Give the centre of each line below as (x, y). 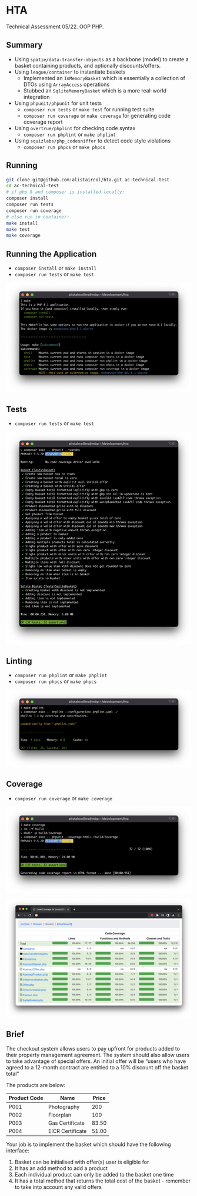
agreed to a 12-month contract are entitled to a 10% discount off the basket (97, 1067)
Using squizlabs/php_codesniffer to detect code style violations (93, 140)
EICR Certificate (67, 1131)
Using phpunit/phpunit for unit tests (58, 103)
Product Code (26, 1098)
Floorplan (60, 1115)
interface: (18, 1150)
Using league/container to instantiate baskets (70, 72)
